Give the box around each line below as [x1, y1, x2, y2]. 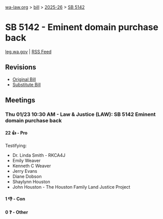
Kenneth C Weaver [12, 163, 51, 169]
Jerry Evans [12, 168, 37, 174]
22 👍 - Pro [5, 129, 28, 136]
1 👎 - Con [5, 196, 25, 202]
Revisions [5, 63, 36, 72]
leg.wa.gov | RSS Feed [5, 48, 52, 54]
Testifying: [5, 143, 27, 149]
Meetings [5, 96, 36, 105]
